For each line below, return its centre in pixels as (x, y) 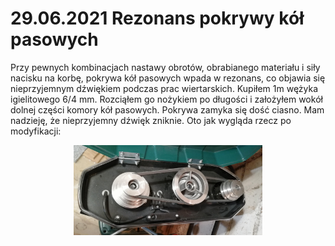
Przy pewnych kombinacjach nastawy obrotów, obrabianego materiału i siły (165, 67)
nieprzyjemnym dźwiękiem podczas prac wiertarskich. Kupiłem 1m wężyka (164, 88)
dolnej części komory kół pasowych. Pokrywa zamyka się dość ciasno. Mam (167, 109)
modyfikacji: (36, 131)
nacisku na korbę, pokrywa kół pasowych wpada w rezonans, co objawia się (168, 78)
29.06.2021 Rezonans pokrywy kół (157, 18)
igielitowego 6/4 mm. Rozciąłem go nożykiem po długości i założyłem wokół (166, 99)
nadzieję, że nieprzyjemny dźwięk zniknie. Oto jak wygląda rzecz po (151, 120)
